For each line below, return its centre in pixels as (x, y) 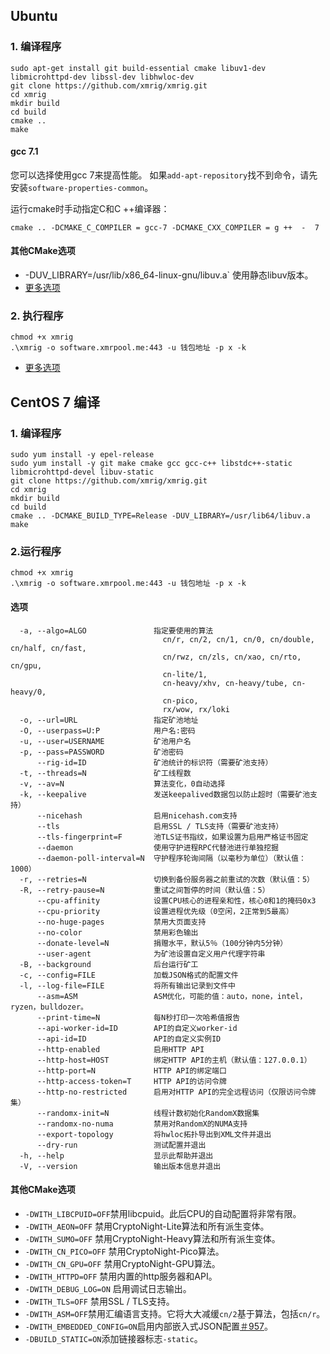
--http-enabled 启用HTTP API (120, 1049)
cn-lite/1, (185, 674)
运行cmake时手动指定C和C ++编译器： (90, 208)
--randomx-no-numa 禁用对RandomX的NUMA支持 (142, 1124)
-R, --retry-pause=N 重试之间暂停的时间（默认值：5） (144, 890)
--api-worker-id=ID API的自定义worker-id (137, 1028)
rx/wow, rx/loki (196, 709)
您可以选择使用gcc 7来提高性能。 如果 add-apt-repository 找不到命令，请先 (164, 175)
